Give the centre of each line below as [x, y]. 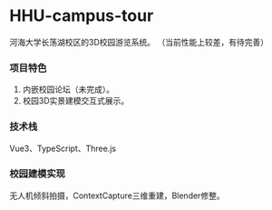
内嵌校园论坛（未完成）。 [68, 90]
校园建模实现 [38, 174]
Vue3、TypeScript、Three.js [63, 148]
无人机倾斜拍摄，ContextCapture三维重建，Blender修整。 [117, 195]
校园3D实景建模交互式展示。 [76, 101]
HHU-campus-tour [82, 16]
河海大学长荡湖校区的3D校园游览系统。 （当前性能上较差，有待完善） [139, 42]
